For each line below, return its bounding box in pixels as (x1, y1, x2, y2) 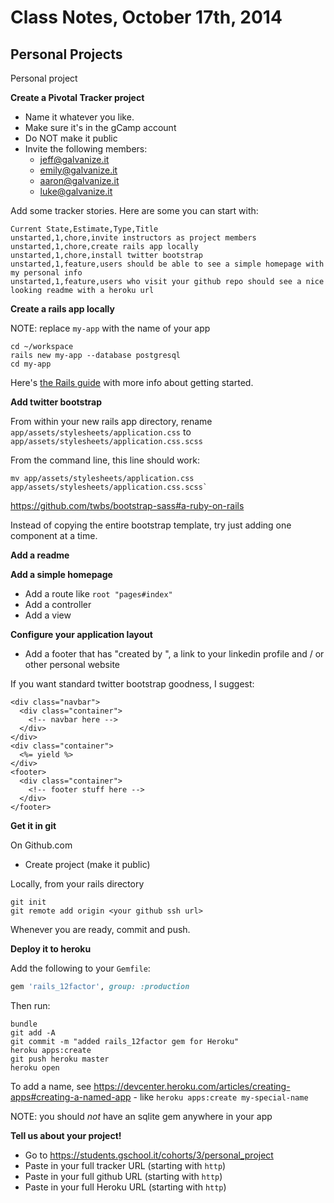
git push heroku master (10, 1054, 110, 1064)
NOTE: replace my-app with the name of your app (10, 322, 211, 334)
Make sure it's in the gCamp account (24, 122, 177, 133)
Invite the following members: (24, 143, 148, 155)
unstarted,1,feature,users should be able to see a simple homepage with (10, 259, 325, 269)
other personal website (24, 659, 120, 670)
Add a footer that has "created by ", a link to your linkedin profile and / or (24, 648, 325, 660)
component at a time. (10, 530, 98, 541)
